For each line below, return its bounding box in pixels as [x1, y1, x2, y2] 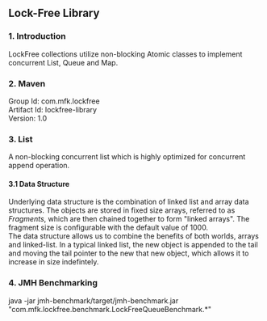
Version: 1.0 [8, 113, 48, 123]
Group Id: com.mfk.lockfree [8, 96, 100, 106]
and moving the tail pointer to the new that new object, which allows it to [8, 248, 249, 258]
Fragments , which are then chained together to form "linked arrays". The [8, 214, 250, 224]
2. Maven [8, 78, 46, 89]
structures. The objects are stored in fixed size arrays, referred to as [8, 205, 236, 215]
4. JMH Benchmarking [8, 277, 98, 289]
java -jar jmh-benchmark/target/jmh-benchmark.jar [8, 295, 179, 306]
